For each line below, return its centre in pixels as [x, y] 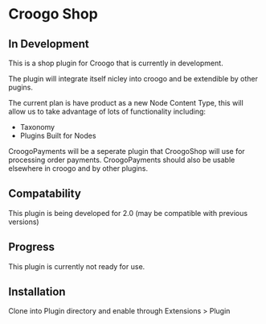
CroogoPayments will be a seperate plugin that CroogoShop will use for [127, 151]
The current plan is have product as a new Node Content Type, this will [126, 103]
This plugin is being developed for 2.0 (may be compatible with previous [128, 213]
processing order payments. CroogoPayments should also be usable [122, 160]
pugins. [21, 87]
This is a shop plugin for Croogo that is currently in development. [116, 63]
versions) [24, 222]
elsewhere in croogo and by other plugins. [78, 168]
